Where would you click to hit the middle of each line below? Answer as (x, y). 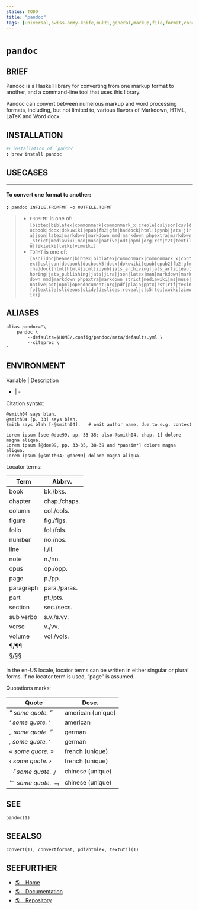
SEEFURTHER (32, 868)
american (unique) (90, 712)
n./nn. (52, 559)
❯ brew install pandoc (34, 154)
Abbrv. (62, 481)
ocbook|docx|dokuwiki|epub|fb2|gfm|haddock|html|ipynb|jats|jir (110, 230)
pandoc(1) (18, 818)
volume (19, 636)
